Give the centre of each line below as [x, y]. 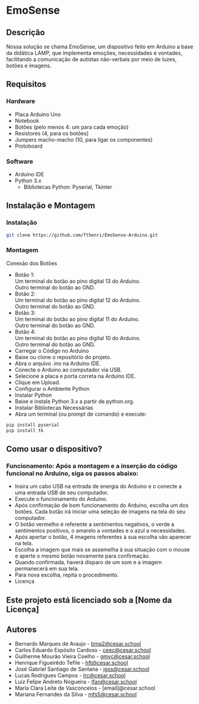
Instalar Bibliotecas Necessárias [54, 407]
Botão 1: [24, 275]
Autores [21, 630]
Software [20, 161]
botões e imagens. [29, 66]
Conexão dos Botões [32, 263]
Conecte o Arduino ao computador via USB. [68, 369]
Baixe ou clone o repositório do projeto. [63, 357]
